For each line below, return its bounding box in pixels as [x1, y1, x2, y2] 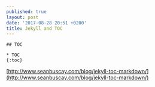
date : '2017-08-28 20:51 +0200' [6, 20, 87, 26]
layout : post [6, 14, 39, 20]
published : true [6, 8, 47, 15]
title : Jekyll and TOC [6, 25, 63, 32]
